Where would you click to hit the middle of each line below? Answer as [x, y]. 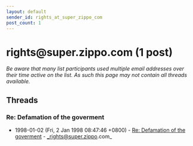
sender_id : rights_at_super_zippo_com [54, 17]
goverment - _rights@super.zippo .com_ [63, 136]
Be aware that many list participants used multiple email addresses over [95, 69]
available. [18, 82]
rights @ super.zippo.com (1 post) [89, 52]
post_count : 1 [24, 23]
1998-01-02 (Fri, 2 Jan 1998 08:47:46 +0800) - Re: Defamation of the [100, 130]
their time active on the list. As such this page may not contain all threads [97, 75]
